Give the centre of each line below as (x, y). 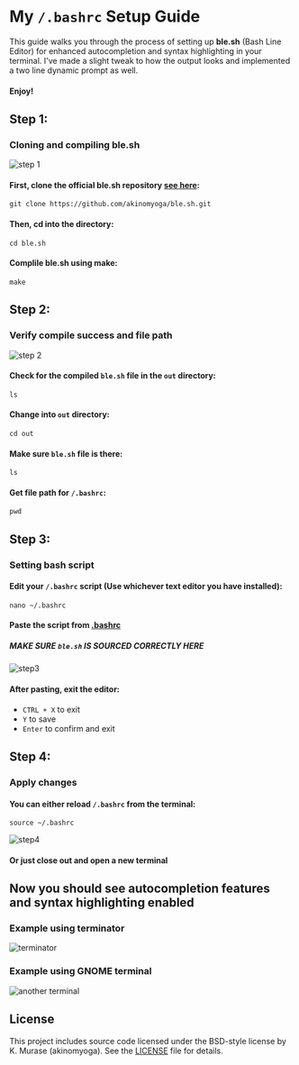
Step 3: (30, 539)
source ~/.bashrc (42, 823)
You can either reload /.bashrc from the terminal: (103, 804)
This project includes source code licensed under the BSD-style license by (148, 1041)
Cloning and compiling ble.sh (75, 144)
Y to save (39, 719)
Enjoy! (22, 91)
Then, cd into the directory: (62, 224)
